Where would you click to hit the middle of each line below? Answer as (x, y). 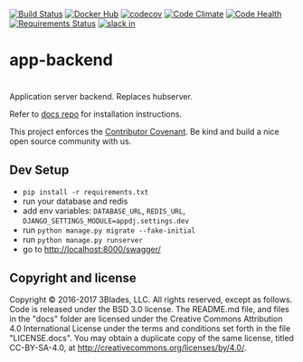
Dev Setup (39, 170)
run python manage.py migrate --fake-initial (109, 230)
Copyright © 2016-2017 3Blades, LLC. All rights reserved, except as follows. (151, 300)
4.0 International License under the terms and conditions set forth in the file (150, 329)
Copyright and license (73, 277)
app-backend (61, 60)
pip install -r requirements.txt (85, 193)
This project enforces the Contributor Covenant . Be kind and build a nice (144, 132)
